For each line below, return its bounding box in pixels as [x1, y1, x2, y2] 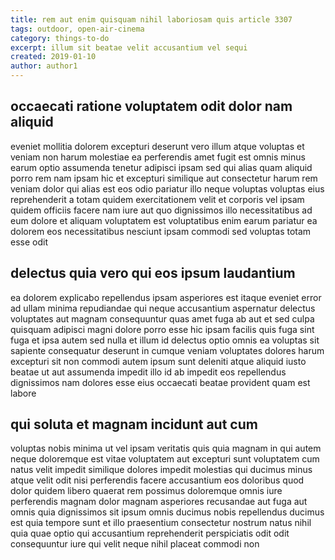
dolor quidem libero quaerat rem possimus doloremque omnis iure [10, 485, 283, 497]
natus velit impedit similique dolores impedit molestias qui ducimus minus [10, 464, 313, 476]
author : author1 [10, 61, 78, 71]
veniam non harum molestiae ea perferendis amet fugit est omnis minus [10, 151, 306, 163]
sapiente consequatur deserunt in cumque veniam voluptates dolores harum [10, 344, 325, 356]
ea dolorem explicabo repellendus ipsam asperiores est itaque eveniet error [10, 291, 322, 303]
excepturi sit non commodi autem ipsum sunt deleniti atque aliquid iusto [10, 355, 307, 367]
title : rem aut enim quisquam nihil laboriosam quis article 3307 [10, 14, 293, 25]
